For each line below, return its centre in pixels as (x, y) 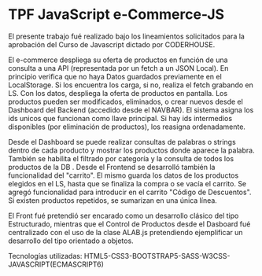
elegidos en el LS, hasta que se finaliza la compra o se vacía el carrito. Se (127, 183)
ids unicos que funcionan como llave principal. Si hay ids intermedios (120, 118)
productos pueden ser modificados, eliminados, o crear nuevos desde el (126, 101)
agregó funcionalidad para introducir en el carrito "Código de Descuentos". (130, 192)
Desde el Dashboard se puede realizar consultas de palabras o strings (122, 142)
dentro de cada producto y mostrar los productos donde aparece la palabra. (131, 150)
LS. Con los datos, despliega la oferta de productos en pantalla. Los (118, 93)
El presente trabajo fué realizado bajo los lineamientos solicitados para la (127, 36)
